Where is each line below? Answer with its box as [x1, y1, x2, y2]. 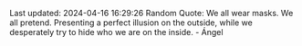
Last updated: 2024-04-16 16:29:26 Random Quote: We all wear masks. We [9, 8, 294, 18]
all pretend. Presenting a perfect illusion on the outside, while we [9, 17, 253, 28]
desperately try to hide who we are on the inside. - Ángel [9, 27, 224, 37]
